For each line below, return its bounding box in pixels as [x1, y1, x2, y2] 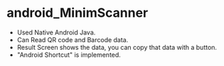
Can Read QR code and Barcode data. [16, 35, 129, 44]
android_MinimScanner [6, 5, 149, 21]
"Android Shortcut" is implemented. [16, 51, 122, 59]
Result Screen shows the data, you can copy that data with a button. [16, 43, 218, 51]
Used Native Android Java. [16, 28, 96, 37]
